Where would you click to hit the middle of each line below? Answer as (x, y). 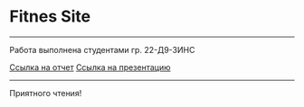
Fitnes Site (50, 17)
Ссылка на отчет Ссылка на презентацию (90, 67)
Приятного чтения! (46, 93)
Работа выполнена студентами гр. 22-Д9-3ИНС (102, 49)
